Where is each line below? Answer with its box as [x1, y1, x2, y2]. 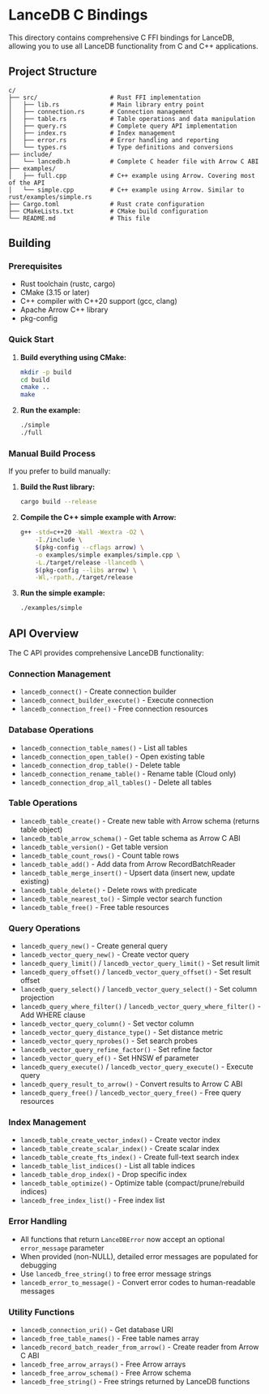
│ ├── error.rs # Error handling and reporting [8, 136, 220, 144]
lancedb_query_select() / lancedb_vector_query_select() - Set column [19, 985, 258, 994]
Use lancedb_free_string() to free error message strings [19, 1269, 212, 1279]
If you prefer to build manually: [8, 466, 111, 476]
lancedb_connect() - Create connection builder [19, 686, 177, 696]
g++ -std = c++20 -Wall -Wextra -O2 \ [19, 528, 144, 537]
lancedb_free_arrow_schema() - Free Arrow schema [19, 1368, 192, 1378]
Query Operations [8, 922, 81, 933]
